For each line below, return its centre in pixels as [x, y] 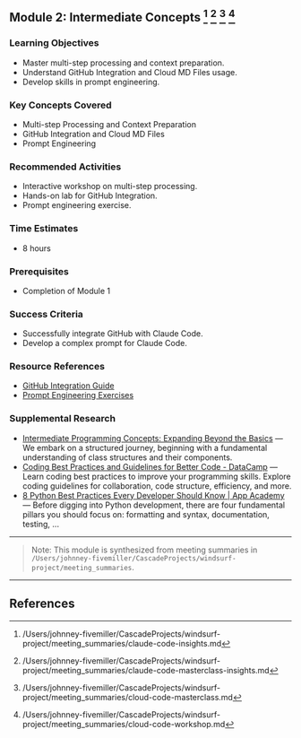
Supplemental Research [63, 419]
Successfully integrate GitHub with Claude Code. [112, 334]
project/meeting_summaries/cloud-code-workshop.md [124, 724]
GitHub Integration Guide [68, 386]
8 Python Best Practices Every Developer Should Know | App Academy [153, 495]
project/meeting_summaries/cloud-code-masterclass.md [127, 697]
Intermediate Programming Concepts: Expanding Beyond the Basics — [153, 438]
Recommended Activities [65, 167]
